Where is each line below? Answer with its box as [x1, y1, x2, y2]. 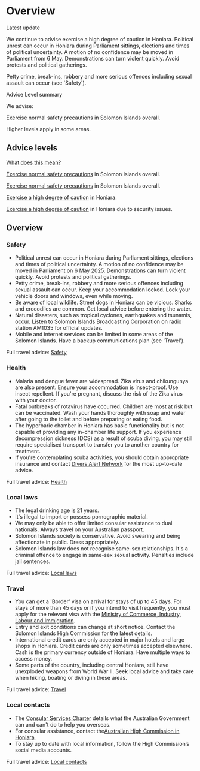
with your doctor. [14, 396, 57, 403]
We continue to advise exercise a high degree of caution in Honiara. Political [6, 35, 194, 43]
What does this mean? [6, 159, 61, 166]
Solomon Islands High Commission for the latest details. [14, 630, 152, 637]
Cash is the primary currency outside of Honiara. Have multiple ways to [14, 649, 191, 656]
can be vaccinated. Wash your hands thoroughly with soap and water [14, 409, 186, 416]
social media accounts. [14, 746, 72, 754]
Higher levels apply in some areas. [6, 125, 91, 132]
